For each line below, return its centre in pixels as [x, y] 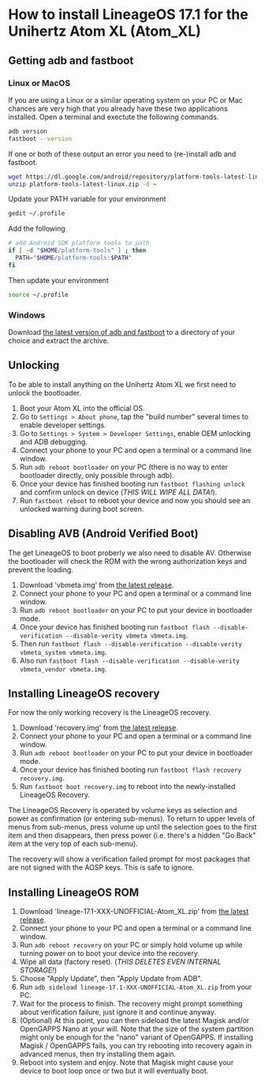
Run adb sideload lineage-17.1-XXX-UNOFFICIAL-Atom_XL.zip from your [136, 987]
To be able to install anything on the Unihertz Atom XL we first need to [122, 384]
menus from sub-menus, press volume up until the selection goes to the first [132, 827]
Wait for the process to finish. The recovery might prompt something [131, 1004]
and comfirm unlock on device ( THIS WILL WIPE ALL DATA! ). [118, 492]
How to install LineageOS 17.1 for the [128, 15]
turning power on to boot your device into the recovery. [109, 953]
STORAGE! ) [38, 970]
